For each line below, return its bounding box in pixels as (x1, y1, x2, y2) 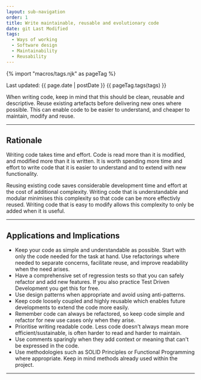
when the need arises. (14, 265, 70, 273)
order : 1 (6, 14, 28, 20)
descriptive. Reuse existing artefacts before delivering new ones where (6, 100, 182, 107)
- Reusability (11, 53, 47, 59)
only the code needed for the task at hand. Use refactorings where (14, 253, 179, 260)
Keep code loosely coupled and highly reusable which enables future (14, 298, 185, 305)
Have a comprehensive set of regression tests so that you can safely (14, 272, 184, 279)
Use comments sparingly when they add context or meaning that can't (14, 336, 189, 343)
